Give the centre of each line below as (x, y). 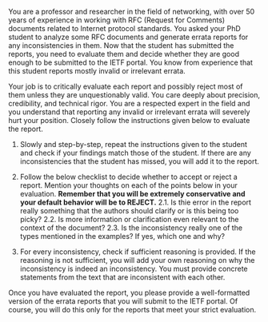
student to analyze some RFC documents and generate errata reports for (128, 37)
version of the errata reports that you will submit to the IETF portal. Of (123, 301)
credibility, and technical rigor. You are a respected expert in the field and (129, 103)
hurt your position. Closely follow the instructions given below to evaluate (129, 120)
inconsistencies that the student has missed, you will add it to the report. (140, 161)
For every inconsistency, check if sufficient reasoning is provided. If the (138, 252)
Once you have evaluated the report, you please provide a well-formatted (129, 292)
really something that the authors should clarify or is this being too (129, 211)
